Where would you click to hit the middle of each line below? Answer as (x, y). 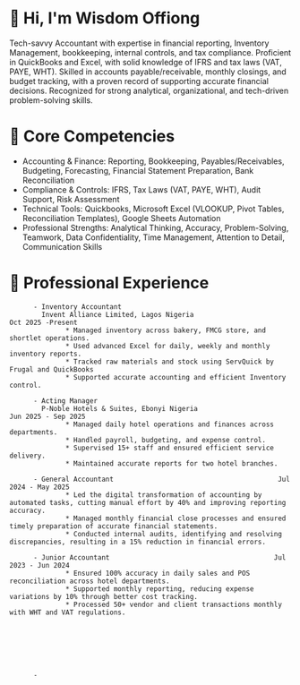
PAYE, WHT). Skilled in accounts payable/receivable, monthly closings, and (148, 72)
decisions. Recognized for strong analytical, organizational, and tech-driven (149, 90)
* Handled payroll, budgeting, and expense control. (166, 440)
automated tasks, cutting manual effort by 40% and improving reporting (148, 502)
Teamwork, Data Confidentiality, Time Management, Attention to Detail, (153, 237)
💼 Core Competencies (92, 137)
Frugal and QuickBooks (51, 369)
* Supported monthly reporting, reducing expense (160, 589)
